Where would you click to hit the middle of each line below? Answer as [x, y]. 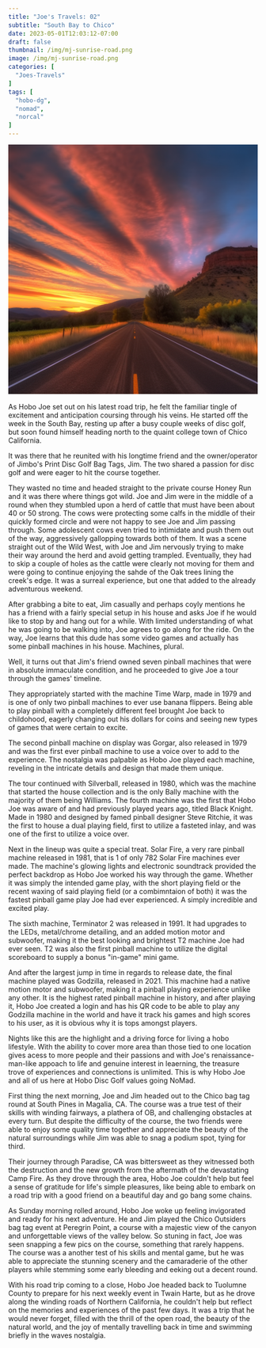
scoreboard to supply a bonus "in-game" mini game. [94, 957]
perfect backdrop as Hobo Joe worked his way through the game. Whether [131, 874]
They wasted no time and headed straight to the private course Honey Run [130, 488]
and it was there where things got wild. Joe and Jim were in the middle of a [131, 496]
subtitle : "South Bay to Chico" [61, 25]
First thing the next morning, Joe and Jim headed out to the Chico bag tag [129, 1096]
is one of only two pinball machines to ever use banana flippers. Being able [131, 702]
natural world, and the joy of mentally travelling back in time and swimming [130, 1327]
